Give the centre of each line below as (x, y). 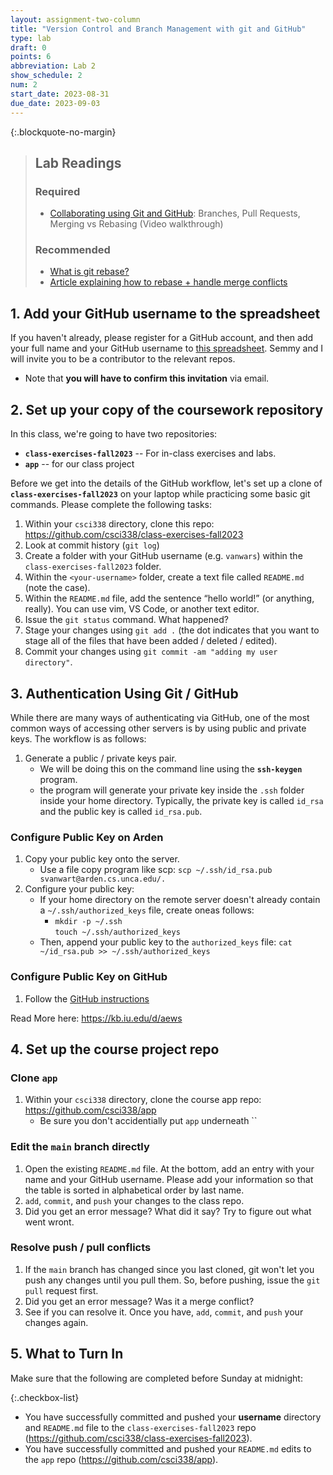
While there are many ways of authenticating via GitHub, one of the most (160, 717)
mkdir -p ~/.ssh (88, 922)
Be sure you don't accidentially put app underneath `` (148, 1121)
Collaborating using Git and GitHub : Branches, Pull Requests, (175, 213)
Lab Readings (78, 162)
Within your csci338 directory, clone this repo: (119, 524)
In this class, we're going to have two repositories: (114, 434)
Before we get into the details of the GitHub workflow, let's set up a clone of (166, 483)
